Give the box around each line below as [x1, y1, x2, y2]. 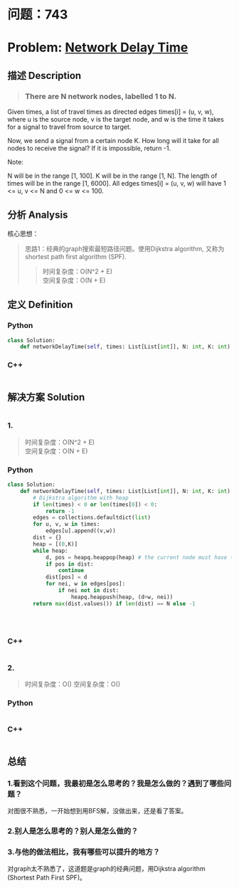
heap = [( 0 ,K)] [33, 540, 78, 548]
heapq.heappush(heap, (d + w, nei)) [70, 593, 174, 601]
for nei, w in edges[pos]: [45, 581, 126, 588]
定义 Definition [7, 299, 73, 311]
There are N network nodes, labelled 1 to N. [24, 91, 177, 101]
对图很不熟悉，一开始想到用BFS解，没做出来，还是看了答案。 [7, 807, 188, 815]
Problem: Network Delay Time [7, 40, 188, 55]
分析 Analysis [7, 209, 68, 221]
